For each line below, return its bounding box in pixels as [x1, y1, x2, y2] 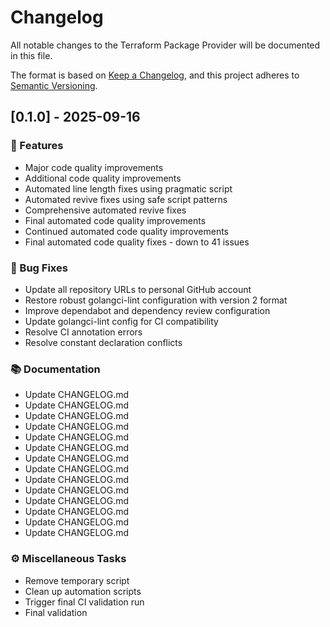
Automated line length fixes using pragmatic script [24, 182, 233, 195]
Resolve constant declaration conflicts [24, 336, 183, 348]
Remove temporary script [24, 574, 130, 586]
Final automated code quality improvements [24, 214, 207, 226]
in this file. [10, 49, 53, 61]
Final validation [24, 606, 88, 618]
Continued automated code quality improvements [24, 225, 229, 237]
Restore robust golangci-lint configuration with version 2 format [24, 294, 288, 306]
